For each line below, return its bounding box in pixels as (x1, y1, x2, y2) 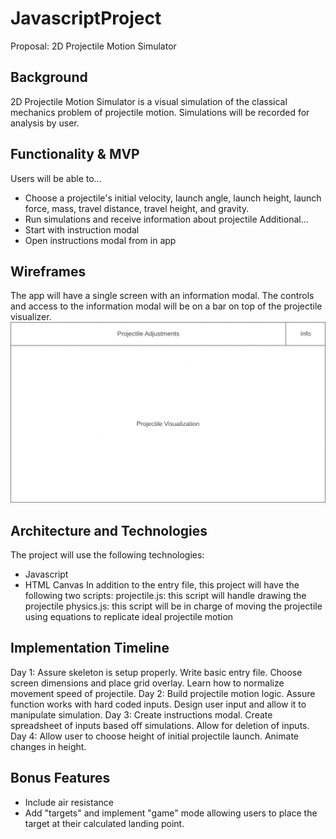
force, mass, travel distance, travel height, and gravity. (24, 202, 250, 214)
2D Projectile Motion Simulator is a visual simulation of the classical (10, 95, 288, 107)
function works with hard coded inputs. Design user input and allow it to (10, 698, 307, 710)
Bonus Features (10, 770, 111, 787)
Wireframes (10, 263, 87, 280)
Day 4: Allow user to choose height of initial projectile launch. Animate (10, 730, 299, 742)
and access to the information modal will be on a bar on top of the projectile (10, 300, 323, 312)
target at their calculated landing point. (24, 817, 185, 829)
